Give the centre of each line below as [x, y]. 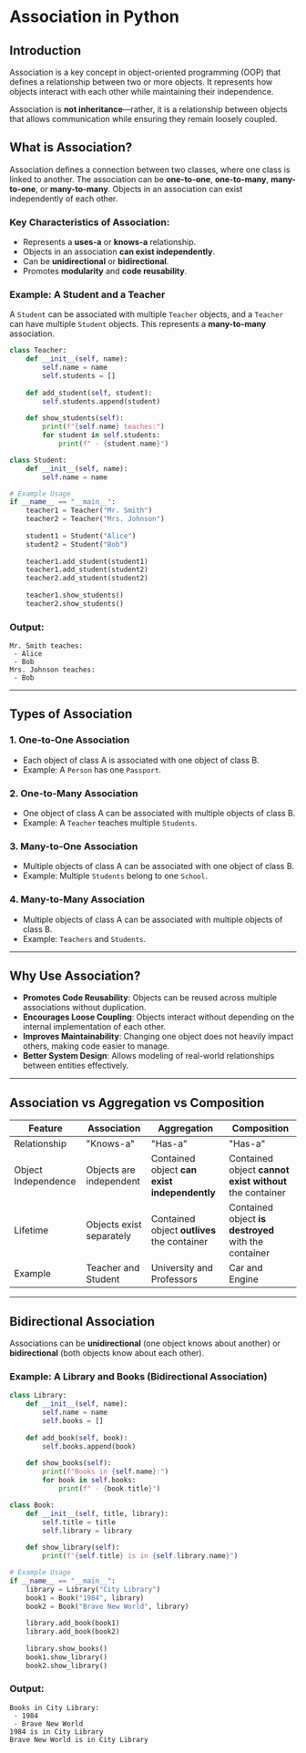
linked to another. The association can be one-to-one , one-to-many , [139, 179]
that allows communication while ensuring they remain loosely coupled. [143, 119]
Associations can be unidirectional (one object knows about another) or [145, 1343]
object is [248, 1219]
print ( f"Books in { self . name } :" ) [106, 1472]
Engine [244, 1279]
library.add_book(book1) [73, 1624]
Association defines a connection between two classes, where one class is [150, 169]
